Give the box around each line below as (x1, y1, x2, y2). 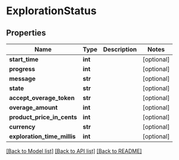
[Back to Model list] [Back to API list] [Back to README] (6, 148, 142, 155)
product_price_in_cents (9, 113, 77, 121)
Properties (6, 28, 46, 38)
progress (9, 65, 36, 73)
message (9, 75, 36, 82)
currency (9, 123, 36, 131)
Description (103, 46, 138, 53)
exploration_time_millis (9, 132, 76, 140)
